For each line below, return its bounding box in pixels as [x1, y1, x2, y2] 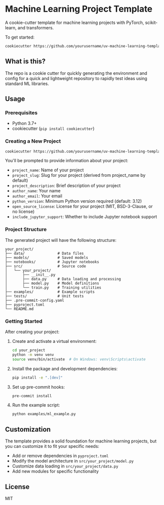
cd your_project [12, 348, 45, 353]
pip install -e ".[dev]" [12, 375, 63, 380]
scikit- [144, 20, 158, 25]
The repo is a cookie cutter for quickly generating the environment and [5, 70, 147, 76]
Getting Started [5, 317, 42, 324]
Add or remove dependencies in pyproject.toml [12, 453, 109, 459]
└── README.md [5, 306, 34, 311]
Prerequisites [5, 109, 38, 116]
